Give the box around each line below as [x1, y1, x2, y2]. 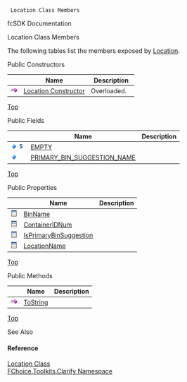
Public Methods [7, 271, 53, 280]
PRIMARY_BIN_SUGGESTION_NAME [30, 153, 136, 162]
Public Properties [7, 183, 58, 191]
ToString [23, 298, 49, 306]
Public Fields [7, 117, 44, 125]
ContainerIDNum [23, 220, 72, 229]
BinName [23, 210, 51, 218]
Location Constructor [23, 86, 86, 95]
